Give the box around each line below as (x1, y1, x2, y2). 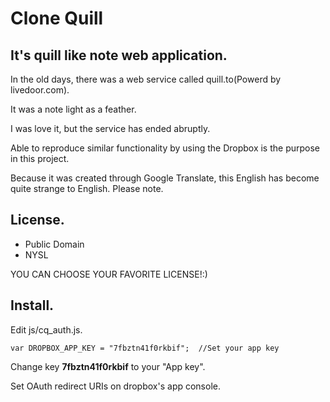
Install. (10, 297, 55, 314)
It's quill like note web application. (10, 47, 228, 64)
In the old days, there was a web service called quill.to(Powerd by (10, 73, 282, 85)
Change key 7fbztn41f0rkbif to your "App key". (10, 360, 206, 372)
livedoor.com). (10, 84, 70, 96)
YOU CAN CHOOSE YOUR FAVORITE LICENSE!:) (10, 268, 208, 280)
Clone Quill (10, 7, 104, 30)
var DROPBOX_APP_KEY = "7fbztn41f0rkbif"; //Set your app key (10, 343, 280, 353)
